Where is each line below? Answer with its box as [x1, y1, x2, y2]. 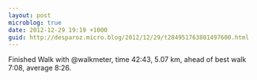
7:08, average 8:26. [8, 64, 72, 73]
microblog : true [8, 19, 62, 27]
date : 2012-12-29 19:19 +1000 [8, 26, 108, 34]
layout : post [8, 11, 51, 20]
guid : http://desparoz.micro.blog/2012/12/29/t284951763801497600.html [8, 33, 249, 42]
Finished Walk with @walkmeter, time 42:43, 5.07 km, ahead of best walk [8, 55, 247, 64]
